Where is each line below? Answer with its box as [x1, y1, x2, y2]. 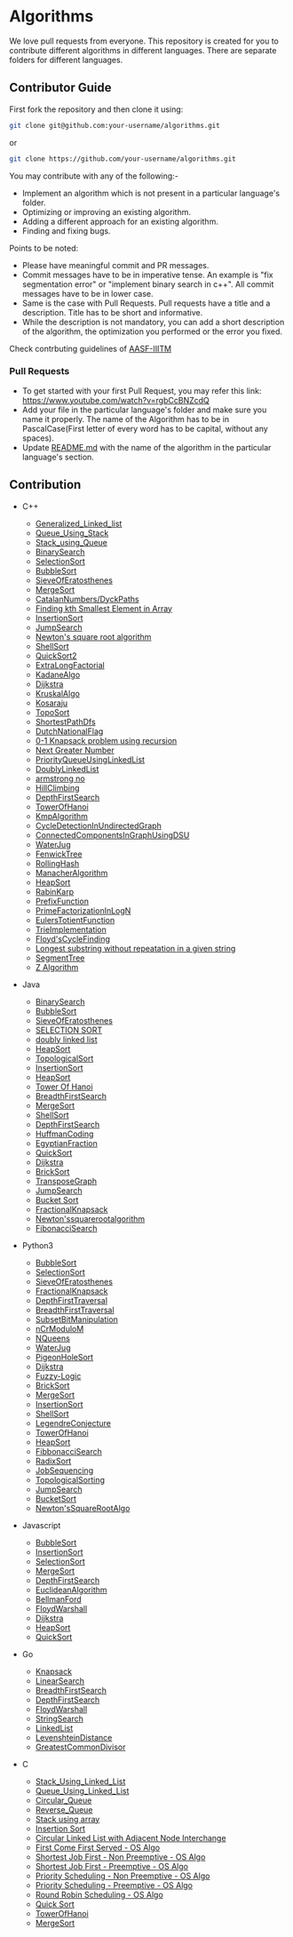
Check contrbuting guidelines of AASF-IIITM [9, 343, 171, 354]
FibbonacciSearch [35, 1446, 102, 1456]
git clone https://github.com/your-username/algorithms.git [9, 154, 237, 163]
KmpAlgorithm [35, 810, 89, 821]
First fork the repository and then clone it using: [9, 104, 184, 115]
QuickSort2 [35, 650, 77, 661]
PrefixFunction [35, 896, 89, 906]
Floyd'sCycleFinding [35, 933, 111, 944]
